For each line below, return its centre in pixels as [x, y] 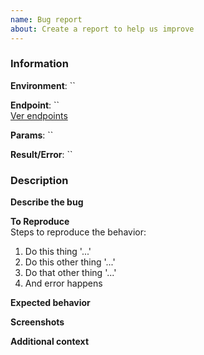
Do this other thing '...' [70, 262]
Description [39, 180]
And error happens [63, 283]
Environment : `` [43, 85]
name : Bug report [46, 19]
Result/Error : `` [41, 154]
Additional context [50, 342]
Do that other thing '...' [70, 273]
